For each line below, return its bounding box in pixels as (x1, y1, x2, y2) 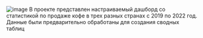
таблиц (6, 25, 25, 32)
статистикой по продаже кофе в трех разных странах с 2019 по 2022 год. (6, 12, 198, 19)
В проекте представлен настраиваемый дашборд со (29, 6, 165, 13)
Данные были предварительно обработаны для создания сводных (6, 19, 180, 25)
